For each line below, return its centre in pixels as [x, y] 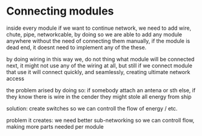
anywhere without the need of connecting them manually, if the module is [98, 41]
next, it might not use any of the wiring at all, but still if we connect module [99, 66]
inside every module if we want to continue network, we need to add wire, [99, 28]
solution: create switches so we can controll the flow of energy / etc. [92, 108]
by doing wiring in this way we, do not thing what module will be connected [100, 59]
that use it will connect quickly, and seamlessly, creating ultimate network [98, 72]
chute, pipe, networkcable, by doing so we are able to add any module [94, 34]
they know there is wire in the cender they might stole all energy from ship [99, 97]
